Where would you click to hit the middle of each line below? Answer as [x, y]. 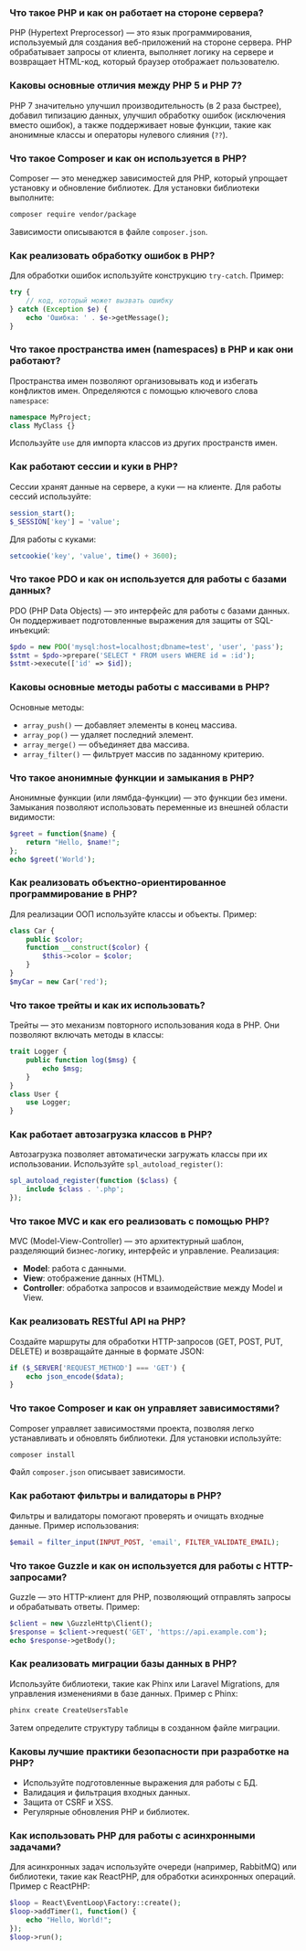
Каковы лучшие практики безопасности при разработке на [149, 1751]
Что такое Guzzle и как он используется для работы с [136, 1565]
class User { [34, 1094]
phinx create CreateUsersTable [69, 1710]
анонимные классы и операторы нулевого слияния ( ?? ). [119, 134]
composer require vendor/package [73, 214]
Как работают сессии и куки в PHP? [94, 466]
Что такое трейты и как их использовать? [107, 1005]
